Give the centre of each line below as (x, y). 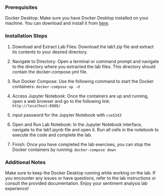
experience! (17, 188)
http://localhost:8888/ (36, 106)
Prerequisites (21, 7)
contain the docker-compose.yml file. (50, 72)
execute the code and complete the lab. (52, 135)
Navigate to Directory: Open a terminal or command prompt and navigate (85, 61)
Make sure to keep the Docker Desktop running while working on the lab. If (80, 172)
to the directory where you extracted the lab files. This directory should (84, 66)
